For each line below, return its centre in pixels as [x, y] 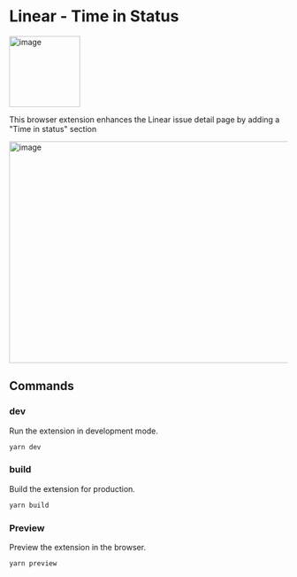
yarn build [29, 505]
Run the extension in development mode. [84, 431]
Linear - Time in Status [94, 16]
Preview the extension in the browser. [78, 547]
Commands [42, 386]
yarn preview [33, 563]
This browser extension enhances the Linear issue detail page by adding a [145, 119]
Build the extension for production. [72, 488]
